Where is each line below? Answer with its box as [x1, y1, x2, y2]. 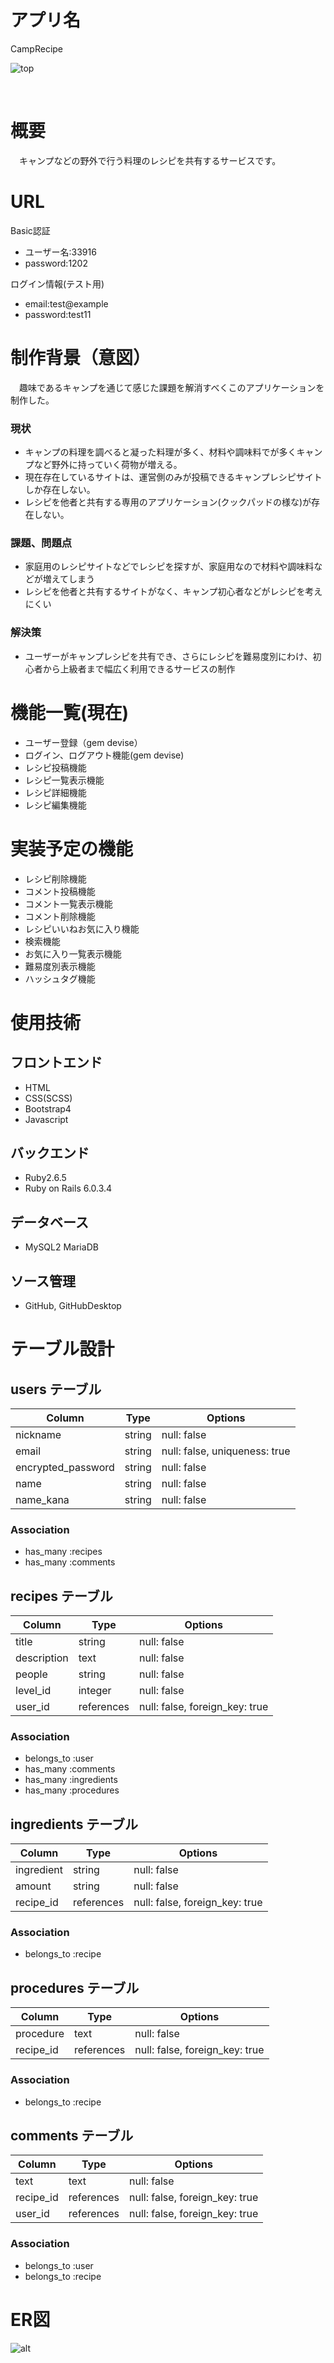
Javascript [24, 1113, 69, 1125]
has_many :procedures [24, 1784, 120, 1796]
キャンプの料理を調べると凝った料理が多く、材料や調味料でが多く [24, 446, 297, 458]
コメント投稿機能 [24, 885, 96, 897]
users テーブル [10, 1381, 102, 1398]
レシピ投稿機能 [24, 761, 87, 773]
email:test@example [24, 297, 109, 310]
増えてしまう [42, 573, 96, 585]
